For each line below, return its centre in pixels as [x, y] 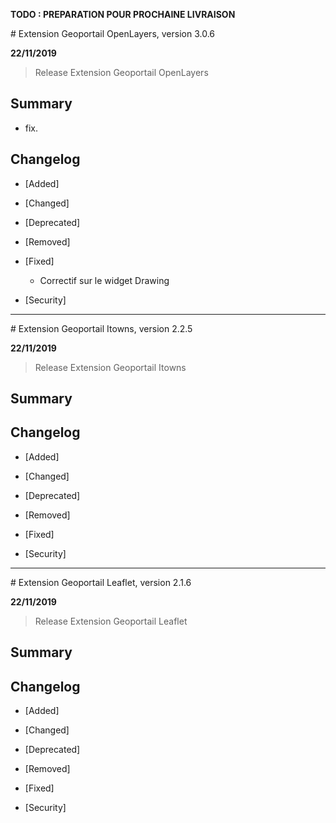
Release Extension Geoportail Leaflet [111, 621]
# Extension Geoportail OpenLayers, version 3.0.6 [113, 33]
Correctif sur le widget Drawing [104, 280]
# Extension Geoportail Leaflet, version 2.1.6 [101, 582]
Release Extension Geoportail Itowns [110, 367]
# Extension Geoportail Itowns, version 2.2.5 [101, 328]
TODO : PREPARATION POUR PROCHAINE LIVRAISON [123, 14]
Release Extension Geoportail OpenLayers [121, 72]
